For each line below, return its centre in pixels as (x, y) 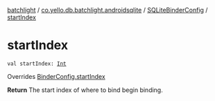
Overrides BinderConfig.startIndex (56, 76)
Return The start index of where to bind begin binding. (85, 90)
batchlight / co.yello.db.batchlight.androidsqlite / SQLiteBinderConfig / (108, 10)
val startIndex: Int (37, 64)
